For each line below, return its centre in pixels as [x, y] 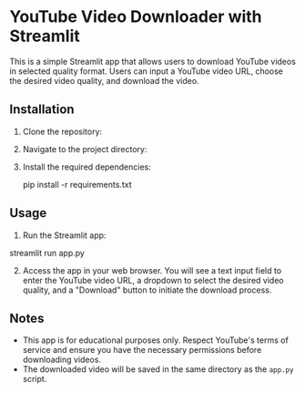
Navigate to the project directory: [85, 149]
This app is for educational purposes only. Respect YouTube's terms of [155, 340]
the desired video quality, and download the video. [104, 80]
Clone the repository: [62, 131]
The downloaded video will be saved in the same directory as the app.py [158, 369]
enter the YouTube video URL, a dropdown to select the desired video [153, 280]
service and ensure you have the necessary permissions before [142, 350]
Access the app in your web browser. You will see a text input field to [152, 270]
